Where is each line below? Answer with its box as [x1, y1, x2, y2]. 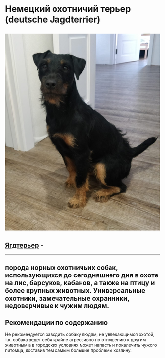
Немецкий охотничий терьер [5, 3, 131, 15]
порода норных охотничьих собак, [5, 263, 118, 272]
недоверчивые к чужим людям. [5, 302, 110, 310]
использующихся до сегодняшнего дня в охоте [5, 271, 159, 279]
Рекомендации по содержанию [5, 318, 108, 327]
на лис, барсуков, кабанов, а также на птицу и [5, 278, 155, 287]
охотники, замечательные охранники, [5, 294, 130, 303]
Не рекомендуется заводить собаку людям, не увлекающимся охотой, [5, 331, 155, 337]
